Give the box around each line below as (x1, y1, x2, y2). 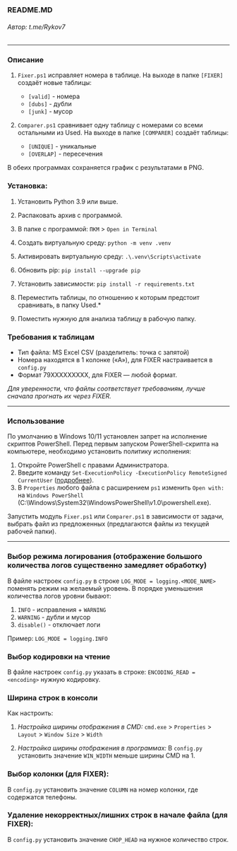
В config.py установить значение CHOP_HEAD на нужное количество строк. (7, 835, 229, 843)
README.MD (7, 5, 53, 15)
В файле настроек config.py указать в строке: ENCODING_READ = (7, 667, 195, 676)
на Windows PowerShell (17, 491, 84, 499)
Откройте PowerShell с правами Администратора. (17, 461, 169, 470)
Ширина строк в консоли (7, 693, 98, 702)
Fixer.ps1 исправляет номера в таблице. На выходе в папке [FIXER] (17, 71, 224, 79)
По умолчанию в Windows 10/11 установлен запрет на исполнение (7, 432, 207, 441)
